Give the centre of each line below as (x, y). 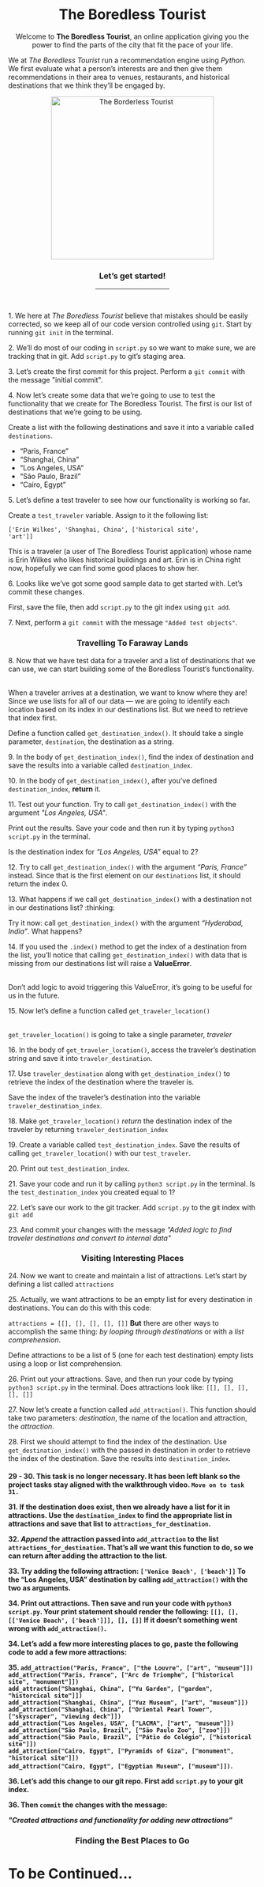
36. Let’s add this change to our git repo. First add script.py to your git (126, 1781)
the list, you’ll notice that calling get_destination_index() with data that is (128, 955)
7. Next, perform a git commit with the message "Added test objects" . (123, 623)
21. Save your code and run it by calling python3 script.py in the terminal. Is (132, 1183)
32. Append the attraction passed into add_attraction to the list (113, 1539)
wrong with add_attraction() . (57, 1628)
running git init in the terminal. (61, 333)
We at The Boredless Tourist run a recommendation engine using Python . (127, 60)
